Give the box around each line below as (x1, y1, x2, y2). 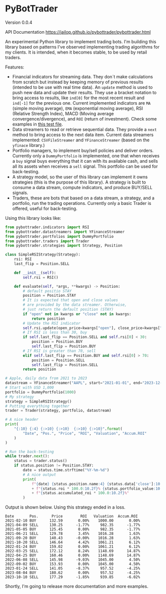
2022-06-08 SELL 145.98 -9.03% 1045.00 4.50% (5, 557, 140, 562)
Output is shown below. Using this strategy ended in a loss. (5, 504, 126, 510)
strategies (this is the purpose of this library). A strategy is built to (12, 179, 146, 185)
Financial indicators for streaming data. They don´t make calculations (12, 73, 153, 79)
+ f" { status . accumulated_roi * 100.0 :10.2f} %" (31, 491, 129, 496)
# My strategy (5, 394, 35, 399)
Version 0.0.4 (5, 19, 33, 25)
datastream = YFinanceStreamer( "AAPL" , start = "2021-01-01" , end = (5, 381, 142, 386)
